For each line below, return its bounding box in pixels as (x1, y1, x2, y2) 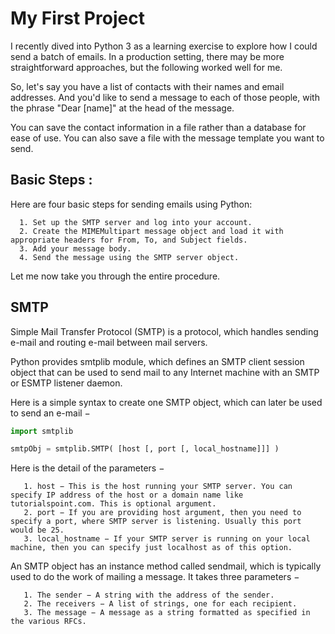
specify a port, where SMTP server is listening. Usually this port (10, 517, 302, 527)
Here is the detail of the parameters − (10, 462, 165, 474)
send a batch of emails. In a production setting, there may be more (10, 50, 285, 62)
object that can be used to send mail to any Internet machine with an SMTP (10, 366, 320, 378)
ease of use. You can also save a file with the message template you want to (10, 132, 325, 144)
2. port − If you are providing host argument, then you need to (23, 508, 302, 518)
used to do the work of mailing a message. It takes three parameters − (10, 571, 300, 583)
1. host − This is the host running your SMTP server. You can (23, 482, 293, 492)
